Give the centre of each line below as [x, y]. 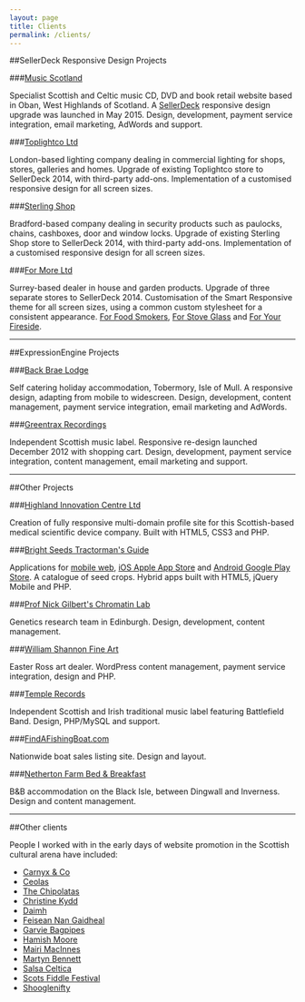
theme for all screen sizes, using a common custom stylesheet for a [136, 307]
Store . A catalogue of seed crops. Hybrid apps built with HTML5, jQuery [144, 577]
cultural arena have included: [64, 855]
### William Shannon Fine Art [64, 649]
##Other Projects [42, 487]
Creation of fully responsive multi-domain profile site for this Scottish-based [152, 523]
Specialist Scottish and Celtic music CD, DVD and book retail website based [151, 95]
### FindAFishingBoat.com [59, 739]
